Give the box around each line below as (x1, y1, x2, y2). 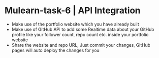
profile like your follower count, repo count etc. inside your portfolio (11, 31, 149, 37)
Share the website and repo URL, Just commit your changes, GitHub (11, 42, 151, 48)
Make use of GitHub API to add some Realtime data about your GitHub (11, 26, 155, 32)
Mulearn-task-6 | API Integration (4, 5, 141, 16)
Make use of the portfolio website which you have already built (11, 21, 139, 27)
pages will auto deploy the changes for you (11, 47, 99, 53)
